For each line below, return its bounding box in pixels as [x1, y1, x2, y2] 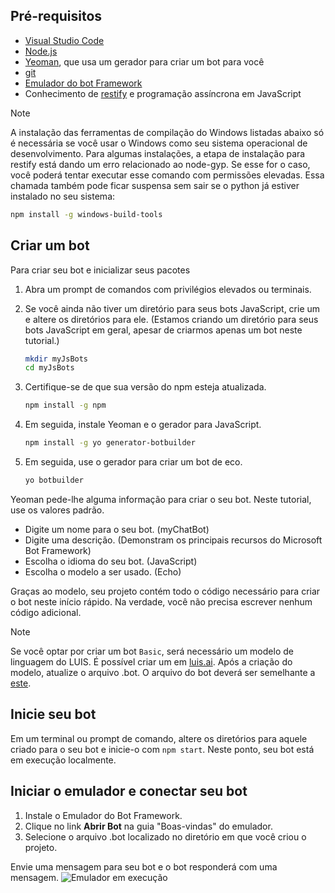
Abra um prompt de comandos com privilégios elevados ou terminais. [24, 283, 312, 295]
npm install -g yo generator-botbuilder [24, 438, 196, 448]
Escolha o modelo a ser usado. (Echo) [24, 565, 182, 578]
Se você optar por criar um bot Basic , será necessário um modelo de [10, 645, 294, 657]
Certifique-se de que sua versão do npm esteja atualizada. [24, 381, 267, 393]
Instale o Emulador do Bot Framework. [24, 809, 183, 821]
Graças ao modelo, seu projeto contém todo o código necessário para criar [10, 585, 321, 597]
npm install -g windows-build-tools [10, 209, 163, 219]
